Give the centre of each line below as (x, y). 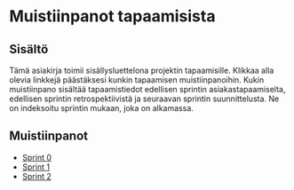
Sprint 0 (36, 157)
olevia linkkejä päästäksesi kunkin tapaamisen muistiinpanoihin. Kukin (137, 80)
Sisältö (29, 49)
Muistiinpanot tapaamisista (112, 16)
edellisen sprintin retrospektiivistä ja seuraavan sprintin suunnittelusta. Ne (144, 99)
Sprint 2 (36, 176)
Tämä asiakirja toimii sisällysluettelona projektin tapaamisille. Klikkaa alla (142, 70)
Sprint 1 (36, 167)
